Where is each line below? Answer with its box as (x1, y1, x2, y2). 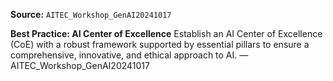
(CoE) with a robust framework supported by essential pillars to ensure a (10, 39, 310, 50)
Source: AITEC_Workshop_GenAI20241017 (10, 9, 172, 20)
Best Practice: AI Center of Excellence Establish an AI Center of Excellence (10, 28, 323, 39)
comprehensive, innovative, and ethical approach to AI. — (10, 49, 249, 61)
